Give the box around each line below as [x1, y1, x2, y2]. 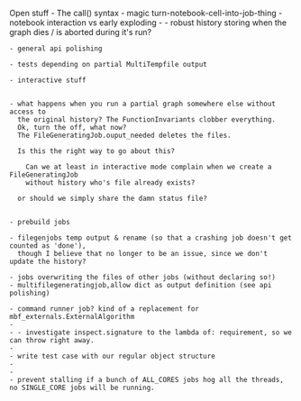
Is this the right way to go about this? [17, 147, 176, 156]
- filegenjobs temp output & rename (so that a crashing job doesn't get [9, 233, 293, 242]
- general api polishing [9, 44, 103, 53]
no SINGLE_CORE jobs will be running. [9, 383, 155, 392]
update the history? [9, 257, 87, 266]
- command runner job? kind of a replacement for [9, 305, 200, 314]
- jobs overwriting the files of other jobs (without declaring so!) [9, 273, 277, 282]
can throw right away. [9, 336, 95, 345]
